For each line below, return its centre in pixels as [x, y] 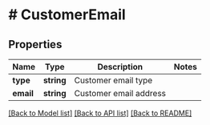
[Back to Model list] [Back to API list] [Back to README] [100, 113]
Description [120, 67]
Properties [35, 44]
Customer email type [113, 80]
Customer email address [120, 93]
